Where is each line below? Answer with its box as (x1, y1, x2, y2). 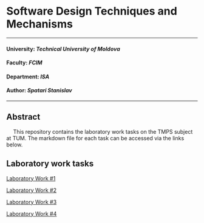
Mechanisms (6, 17, 73, 31)
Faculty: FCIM (6, 59, 42, 66)
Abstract (6, 112, 41, 122)
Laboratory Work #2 (6, 187, 57, 194)
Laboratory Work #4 (6, 210, 57, 217)
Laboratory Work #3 (6, 198, 57, 205)
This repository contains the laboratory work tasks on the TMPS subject (13, 128, 193, 135)
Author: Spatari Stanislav (6, 87, 72, 94)
